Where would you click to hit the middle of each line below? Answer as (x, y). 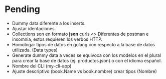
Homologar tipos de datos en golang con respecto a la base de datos (83, 44)
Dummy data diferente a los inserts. (49, 23)
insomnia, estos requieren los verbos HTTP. (57, 39)
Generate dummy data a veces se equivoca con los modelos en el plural (87, 55)
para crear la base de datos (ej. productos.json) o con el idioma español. (87, 60)
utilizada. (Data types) (35, 50)
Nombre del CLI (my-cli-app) (42, 66)
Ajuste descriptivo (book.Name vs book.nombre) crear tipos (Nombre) (85, 71)
